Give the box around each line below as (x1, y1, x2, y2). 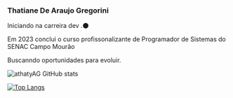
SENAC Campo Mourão (7, 43, 75, 51)
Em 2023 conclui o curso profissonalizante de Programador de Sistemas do (7, 35, 226, 43)
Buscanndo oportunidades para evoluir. (7, 56, 121, 64)
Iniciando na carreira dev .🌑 (7, 22, 89, 30)
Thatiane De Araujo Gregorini (7, 6, 109, 15)
